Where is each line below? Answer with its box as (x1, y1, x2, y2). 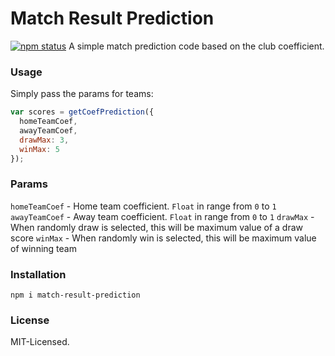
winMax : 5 (19, 144, 60, 154)
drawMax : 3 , (19, 135, 70, 145)
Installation (10, 267, 67, 281)
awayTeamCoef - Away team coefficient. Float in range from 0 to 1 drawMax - (10, 210, 315, 222)
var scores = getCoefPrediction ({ (10, 107, 155, 117)
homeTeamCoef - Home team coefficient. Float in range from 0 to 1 (10, 200, 277, 212)
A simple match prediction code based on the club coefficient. (68, 40, 325, 52)
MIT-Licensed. (10, 336, 70, 348)
